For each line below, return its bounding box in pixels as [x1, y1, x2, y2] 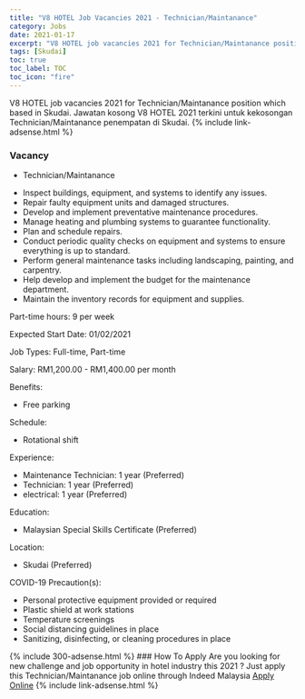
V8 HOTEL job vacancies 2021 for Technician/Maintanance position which [9, 97, 286, 108]
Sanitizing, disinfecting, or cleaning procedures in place [22, 634, 231, 644]
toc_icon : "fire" [9, 73, 75, 82]
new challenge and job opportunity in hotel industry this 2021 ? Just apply [9, 661, 286, 672]
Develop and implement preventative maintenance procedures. [22, 206, 259, 218]
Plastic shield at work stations [22, 604, 134, 615]
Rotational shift [22, 434, 79, 445]
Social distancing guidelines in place [22, 624, 160, 634]
